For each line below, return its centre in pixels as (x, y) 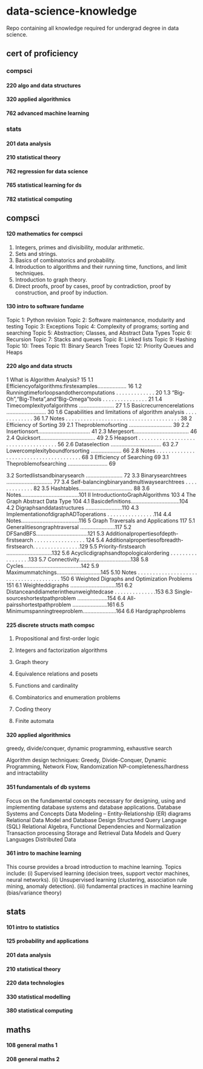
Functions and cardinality (47, 686)
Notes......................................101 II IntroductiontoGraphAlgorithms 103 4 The (101, 494)
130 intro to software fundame (45, 306)
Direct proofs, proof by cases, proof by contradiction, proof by (93, 286)
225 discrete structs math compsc (51, 625)
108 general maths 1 (32, 1045)
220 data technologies (35, 983)
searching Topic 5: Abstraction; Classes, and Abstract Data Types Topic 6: (99, 333)
